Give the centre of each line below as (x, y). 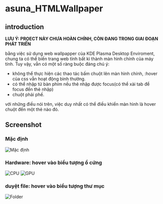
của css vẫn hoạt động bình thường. (49, 79)
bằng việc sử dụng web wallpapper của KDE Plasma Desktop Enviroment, (80, 53)
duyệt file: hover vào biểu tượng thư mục (55, 186)
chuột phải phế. (28, 95)
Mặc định (17, 139)
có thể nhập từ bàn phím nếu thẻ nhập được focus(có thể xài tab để (81, 84)
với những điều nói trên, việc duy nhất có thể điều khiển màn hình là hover (81, 104)
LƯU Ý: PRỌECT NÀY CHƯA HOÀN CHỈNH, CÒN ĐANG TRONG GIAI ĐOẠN (82, 39)
